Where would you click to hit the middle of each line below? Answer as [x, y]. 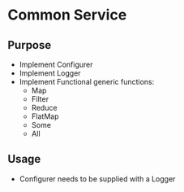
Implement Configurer [56, 64]
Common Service [67, 15]
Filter [40, 99]
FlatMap [45, 116]
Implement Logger [50, 73]
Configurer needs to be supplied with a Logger [97, 179]
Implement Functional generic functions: [87, 82]
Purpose [30, 45]
